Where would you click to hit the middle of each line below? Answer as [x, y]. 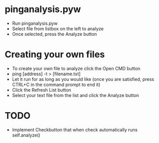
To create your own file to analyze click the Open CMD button [76, 68]
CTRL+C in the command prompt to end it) [56, 84]
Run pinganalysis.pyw [35, 23]
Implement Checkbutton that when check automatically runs [75, 129]
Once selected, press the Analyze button [54, 34]
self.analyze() [26, 135]
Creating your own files [55, 55]
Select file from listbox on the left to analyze [58, 28]
